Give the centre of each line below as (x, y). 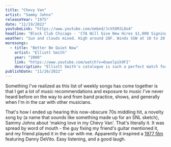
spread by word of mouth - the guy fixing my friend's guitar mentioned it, (82, 128)
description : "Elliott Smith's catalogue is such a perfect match (86, 67)
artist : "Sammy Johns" (29, 15)
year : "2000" (28, 57)
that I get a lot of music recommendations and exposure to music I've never (84, 91)
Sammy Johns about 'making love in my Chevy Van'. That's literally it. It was (85, 123)
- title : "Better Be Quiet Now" (44, 48)
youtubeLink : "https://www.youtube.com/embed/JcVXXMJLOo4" (69, 29)
